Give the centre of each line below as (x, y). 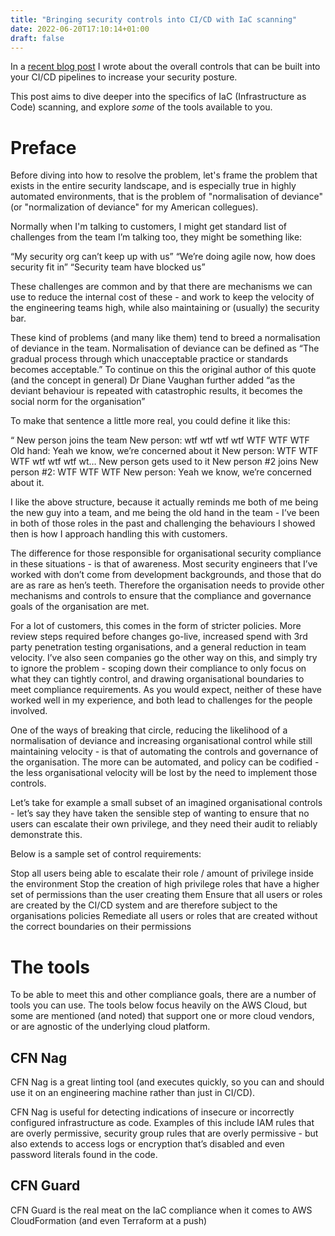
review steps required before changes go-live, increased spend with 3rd (159, 637)
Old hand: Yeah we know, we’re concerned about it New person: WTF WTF (164, 451)
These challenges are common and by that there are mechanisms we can (161, 287)
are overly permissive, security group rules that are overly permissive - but (164, 1133)
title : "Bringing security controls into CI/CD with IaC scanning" (154, 19)
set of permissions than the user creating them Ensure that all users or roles (166, 895)
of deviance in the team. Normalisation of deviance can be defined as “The (165, 348)
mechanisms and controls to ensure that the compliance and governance (161, 596)
